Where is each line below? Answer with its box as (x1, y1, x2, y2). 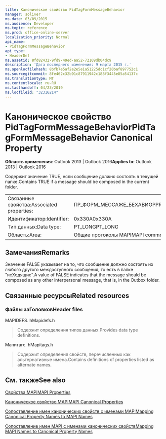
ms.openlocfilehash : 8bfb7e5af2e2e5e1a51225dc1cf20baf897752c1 (5, 67, 138, 72)
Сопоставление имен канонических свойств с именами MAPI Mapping (5, 408, 154, 414)
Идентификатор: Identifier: (7, 216, 69, 222)
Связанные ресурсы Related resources (5, 292, 129, 300)
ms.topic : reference (5, 26, 48, 31)
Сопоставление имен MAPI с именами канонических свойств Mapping (5, 423, 154, 429)
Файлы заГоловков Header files (5, 306, 83, 313)
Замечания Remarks (5, 248, 70, 256)
